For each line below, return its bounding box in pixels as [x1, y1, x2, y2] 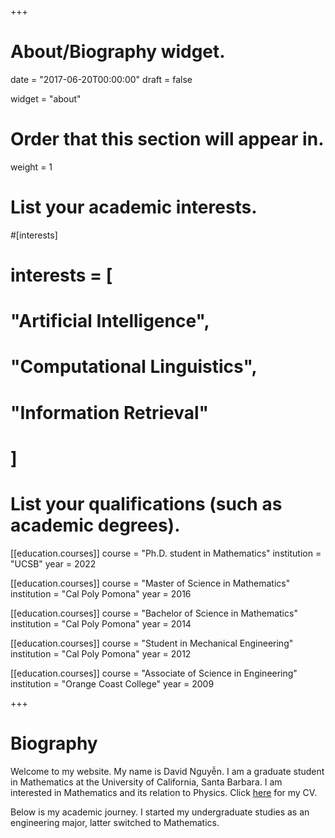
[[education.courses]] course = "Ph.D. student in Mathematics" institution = [10, 547, 322, 559]
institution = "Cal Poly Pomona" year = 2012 [10, 647, 192, 660]
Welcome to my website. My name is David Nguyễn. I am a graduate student [10, 765, 325, 777]
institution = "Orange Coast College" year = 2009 [10, 677, 215, 690]
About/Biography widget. [10, 41, 226, 63]
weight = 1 [10, 161, 53, 173]
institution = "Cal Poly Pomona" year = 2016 [10, 587, 192, 600]
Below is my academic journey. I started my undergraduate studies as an [10, 806, 310, 818]
